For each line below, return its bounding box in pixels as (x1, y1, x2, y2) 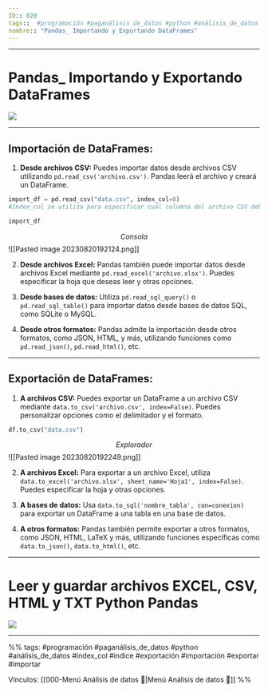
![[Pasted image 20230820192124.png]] (8, 244, 140, 254)
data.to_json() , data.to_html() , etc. (19, 541, 141, 551)
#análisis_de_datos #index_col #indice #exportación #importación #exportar (8, 651, 259, 661)
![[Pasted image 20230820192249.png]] (8, 453, 141, 462)
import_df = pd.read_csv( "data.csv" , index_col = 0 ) (8, 196, 180, 204)
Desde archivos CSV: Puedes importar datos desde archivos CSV (19, 163, 237, 172)
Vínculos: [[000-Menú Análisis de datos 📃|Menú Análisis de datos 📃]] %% (8, 675, 252, 685)
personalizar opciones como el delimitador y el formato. (19, 410, 204, 420)
